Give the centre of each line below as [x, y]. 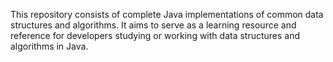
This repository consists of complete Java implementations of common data [167, 14]
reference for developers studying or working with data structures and [155, 35]
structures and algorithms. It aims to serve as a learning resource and [153, 25]
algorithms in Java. [49, 46]
